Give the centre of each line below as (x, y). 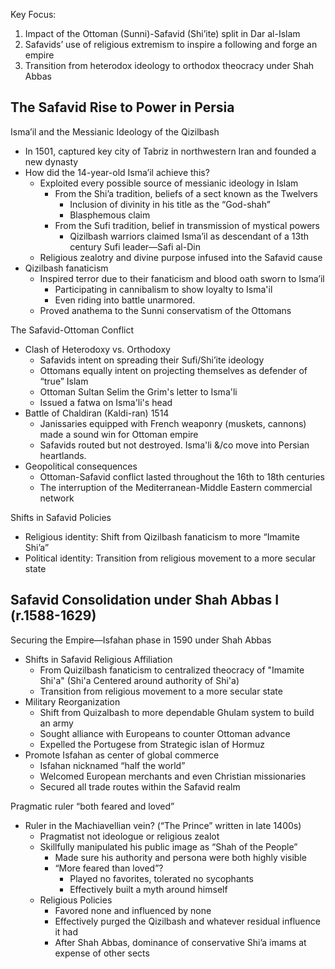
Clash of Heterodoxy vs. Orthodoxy (97, 349)
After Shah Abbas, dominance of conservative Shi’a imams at (180, 942)
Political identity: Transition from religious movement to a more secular (170, 558)
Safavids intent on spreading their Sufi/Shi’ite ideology (152, 360)
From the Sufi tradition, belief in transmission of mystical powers (187, 225)
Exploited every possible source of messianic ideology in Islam (169, 183)
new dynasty (51, 161)
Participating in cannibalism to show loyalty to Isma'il (163, 289)
